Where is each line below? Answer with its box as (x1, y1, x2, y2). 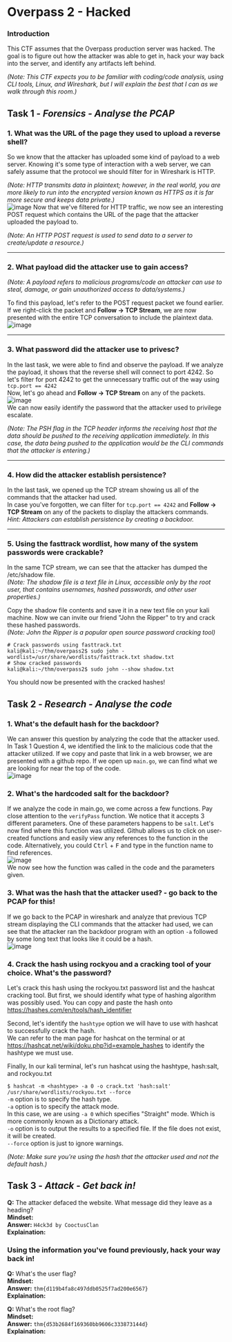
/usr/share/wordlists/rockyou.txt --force (7, 1088, 131, 1095)
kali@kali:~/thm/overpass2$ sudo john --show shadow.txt (7, 666, 175, 673)
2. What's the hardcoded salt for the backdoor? (7, 788, 169, 798)
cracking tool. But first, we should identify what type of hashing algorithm (7, 991, 216, 999)
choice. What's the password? (7, 968, 112, 978)
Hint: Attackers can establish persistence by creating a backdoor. (7, 515, 195, 524)
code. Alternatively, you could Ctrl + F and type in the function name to (7, 841, 214, 849)
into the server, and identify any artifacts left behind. (7, 60, 157, 68)
